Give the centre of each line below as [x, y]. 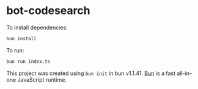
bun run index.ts [28, 62]
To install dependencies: [37, 27]
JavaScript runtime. [42, 79]
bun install [21, 38]
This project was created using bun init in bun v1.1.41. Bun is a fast [91, 73]
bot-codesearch [48, 11]
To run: [15, 50]
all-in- [185, 73]
